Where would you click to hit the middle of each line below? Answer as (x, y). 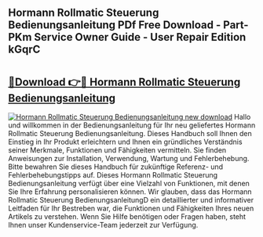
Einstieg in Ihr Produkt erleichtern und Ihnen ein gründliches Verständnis (125, 142)
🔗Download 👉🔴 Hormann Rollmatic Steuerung (124, 82)
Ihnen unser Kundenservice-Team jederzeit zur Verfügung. (103, 225)
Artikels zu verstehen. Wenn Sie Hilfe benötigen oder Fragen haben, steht (127, 217)
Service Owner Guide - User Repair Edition (140, 37)
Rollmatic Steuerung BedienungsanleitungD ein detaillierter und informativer (131, 200)
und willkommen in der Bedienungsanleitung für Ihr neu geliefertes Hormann (132, 125)
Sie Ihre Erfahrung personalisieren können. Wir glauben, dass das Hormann (130, 192)
